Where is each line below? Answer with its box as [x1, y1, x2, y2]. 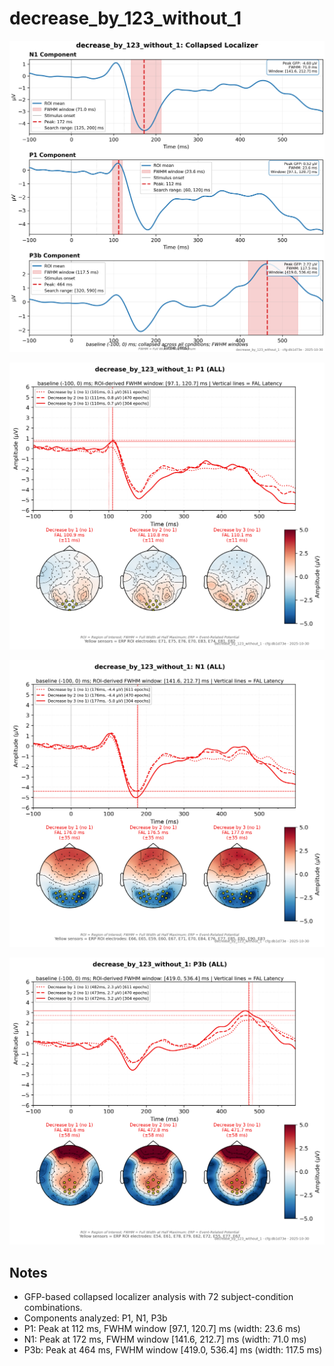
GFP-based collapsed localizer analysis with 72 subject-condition [23, 1290, 294, 1302]
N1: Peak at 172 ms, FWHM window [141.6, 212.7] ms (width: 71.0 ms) [23, 1333, 307, 1345]
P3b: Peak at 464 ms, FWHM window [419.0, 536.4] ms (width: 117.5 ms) [23, 1343, 323, 1356]
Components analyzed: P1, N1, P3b [23, 1312, 168, 1324]
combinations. [23, 1301, 83, 1313]
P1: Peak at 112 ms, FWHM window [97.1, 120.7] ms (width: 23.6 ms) [23, 1322, 301, 1334]
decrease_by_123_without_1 [9, 7, 242, 30]
